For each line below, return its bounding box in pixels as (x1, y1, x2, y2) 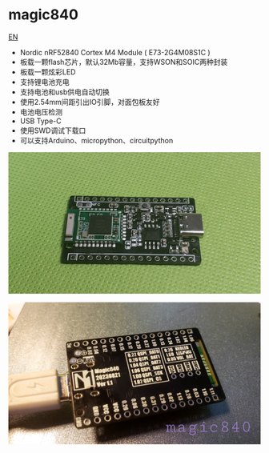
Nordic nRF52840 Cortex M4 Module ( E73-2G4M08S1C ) (19, 47, 211, 57)
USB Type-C (19, 116, 62, 126)
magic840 (8, 6, 78, 24)
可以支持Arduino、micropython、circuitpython (19, 135, 174, 145)
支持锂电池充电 (19, 77, 70, 86)
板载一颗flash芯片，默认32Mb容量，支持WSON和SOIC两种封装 (19, 57, 228, 66)
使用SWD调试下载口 (19, 126, 86, 135)
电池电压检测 (19, 106, 62, 117)
